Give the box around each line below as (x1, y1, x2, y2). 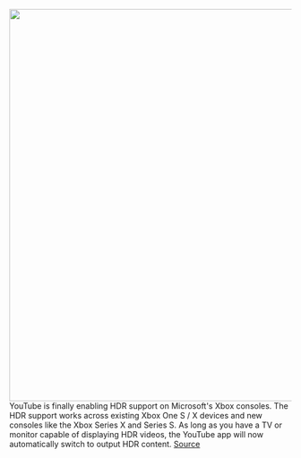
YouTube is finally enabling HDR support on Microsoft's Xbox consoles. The (9, 401, 288, 411)
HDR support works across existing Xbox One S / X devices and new (9, 410, 262, 420)
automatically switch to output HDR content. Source (9, 439, 201, 449)
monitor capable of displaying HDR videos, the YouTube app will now (9, 429, 264, 439)
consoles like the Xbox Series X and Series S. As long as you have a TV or (9, 419, 282, 430)
